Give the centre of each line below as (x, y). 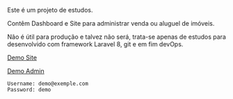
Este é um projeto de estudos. (50, 10)
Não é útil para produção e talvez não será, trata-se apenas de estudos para (116, 37)
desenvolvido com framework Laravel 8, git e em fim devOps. (95, 44)
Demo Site (22, 57)
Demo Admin (26, 71)
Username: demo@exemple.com (48, 84)
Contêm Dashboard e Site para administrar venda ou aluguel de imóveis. (111, 23)
